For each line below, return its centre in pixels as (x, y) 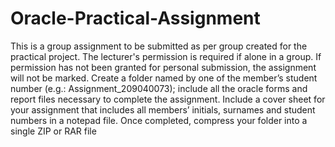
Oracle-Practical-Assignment (135, 18)
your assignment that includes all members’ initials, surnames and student (163, 109)
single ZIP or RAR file (53, 131)
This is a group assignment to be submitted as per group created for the (159, 46)
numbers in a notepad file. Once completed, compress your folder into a (159, 120)
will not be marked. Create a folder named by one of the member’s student (164, 78)
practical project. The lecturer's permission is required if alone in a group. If (166, 56)
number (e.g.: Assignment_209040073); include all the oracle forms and (159, 88)
